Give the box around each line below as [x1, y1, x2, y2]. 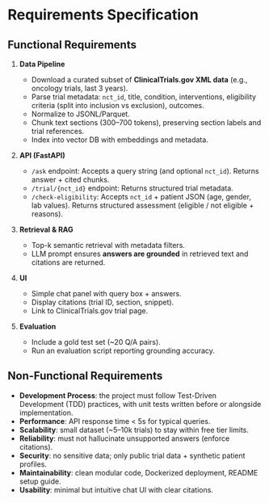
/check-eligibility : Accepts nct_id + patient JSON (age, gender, [31, 192, 252, 201]
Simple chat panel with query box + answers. [31, 289, 183, 298]
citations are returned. [31, 258, 106, 267]
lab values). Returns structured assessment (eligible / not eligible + [31, 200, 254, 210]
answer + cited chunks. [31, 175, 110, 184]
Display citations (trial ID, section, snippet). [31, 297, 174, 307]
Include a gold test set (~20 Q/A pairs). [31, 337, 161, 346]
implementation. [19, 408, 74, 417]
